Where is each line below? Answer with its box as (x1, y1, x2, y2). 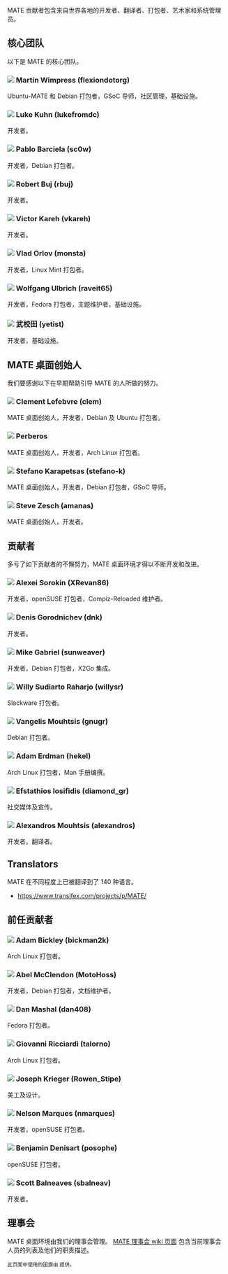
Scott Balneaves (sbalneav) (15, 1178, 112, 1188)
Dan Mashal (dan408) (15, 1004, 92, 1014)
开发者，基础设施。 (7, 337, 63, 345)
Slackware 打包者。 (7, 699, 64, 707)
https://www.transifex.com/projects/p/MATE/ (17, 892, 147, 900)
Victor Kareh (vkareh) (15, 213, 91, 223)
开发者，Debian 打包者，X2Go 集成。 (7, 664, 115, 672)
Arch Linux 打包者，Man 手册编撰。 (7, 768, 109, 776)
